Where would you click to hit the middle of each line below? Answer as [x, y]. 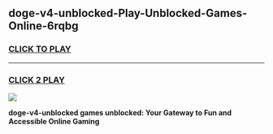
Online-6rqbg [43, 26]
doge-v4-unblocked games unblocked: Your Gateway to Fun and [120, 112]
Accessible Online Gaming [54, 121]
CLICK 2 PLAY [37, 80]
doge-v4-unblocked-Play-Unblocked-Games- [128, 13]
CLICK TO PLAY [40, 50]
